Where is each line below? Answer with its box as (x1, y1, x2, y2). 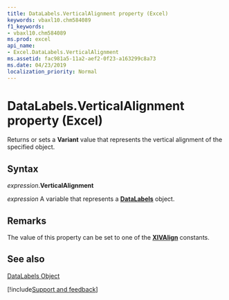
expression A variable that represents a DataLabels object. (7, 195, 175, 203)
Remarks (7, 215, 47, 227)
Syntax (7, 163, 39, 175)
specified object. (7, 143, 55, 151)
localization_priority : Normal (7, 68, 98, 75)
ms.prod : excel (7, 36, 51, 43)
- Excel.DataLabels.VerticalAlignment (7, 49, 119, 56)
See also (7, 254, 45, 265)
